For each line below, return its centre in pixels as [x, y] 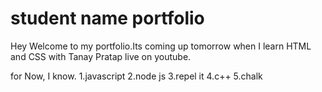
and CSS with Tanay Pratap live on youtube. [101, 56]
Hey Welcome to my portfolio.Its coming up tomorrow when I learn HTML [161, 46]
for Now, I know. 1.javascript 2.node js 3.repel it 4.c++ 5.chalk [136, 76]
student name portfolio [107, 18]
